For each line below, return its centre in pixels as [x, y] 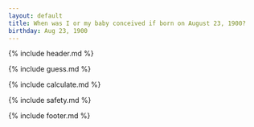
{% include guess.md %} [49, 69]
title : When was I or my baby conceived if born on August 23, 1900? [127, 23]
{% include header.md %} [51, 54]
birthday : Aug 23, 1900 [48, 31]
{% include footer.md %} [49, 116]
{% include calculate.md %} [55, 84]
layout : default [35, 16]
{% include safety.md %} [50, 100]
